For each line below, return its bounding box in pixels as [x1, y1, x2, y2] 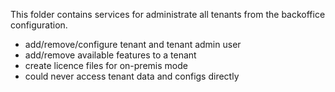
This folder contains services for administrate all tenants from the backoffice [10, 9, 326, 20]
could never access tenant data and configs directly [24, 70, 240, 82]
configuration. [10, 19, 68, 31]
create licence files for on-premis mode [24, 60, 188, 71]
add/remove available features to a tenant [24, 49, 197, 61]
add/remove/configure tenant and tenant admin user [24, 39, 242, 50]
